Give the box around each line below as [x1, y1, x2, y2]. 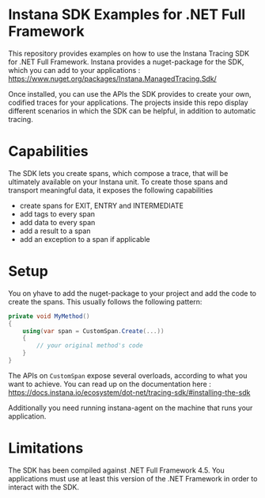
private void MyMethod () [8, 312, 90, 320]
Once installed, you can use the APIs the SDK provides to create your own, [8, 89, 252, 98]
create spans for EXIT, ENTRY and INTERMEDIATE [19, 201, 184, 210]
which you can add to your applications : [8, 65, 141, 75]
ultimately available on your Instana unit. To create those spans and [8, 177, 228, 186]
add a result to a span [19, 226, 91, 236]
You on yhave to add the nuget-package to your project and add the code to [8, 288, 257, 298]
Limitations [8, 439, 84, 458]
